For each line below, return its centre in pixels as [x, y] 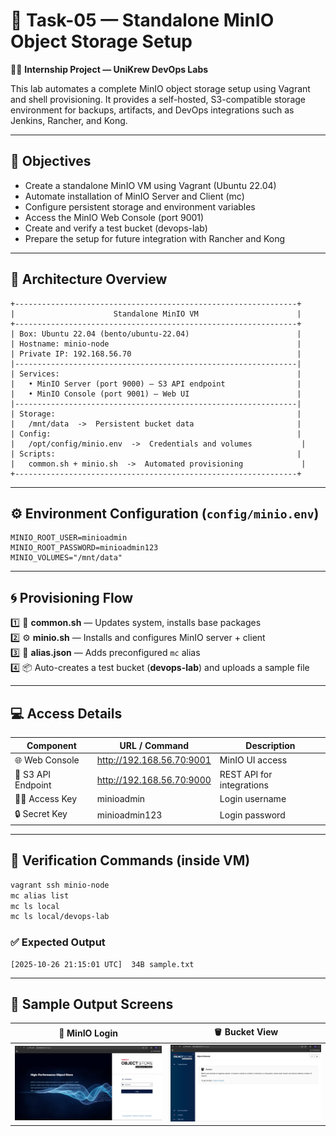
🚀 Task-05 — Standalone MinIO [142, 20]
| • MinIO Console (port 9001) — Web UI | [156, 394]
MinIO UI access [253, 760]
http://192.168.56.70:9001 [154, 760]
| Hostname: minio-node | [156, 344]
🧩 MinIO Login [88, 1033]
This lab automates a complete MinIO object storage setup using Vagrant [160, 88]
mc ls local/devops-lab [60, 917]
